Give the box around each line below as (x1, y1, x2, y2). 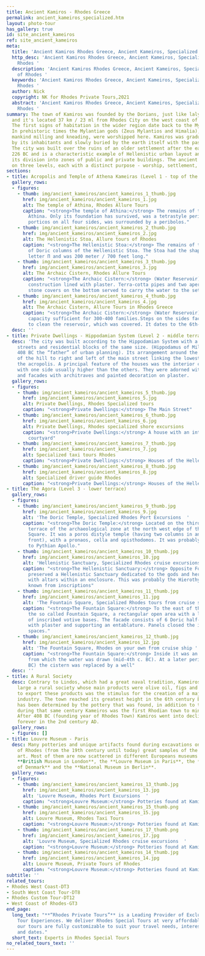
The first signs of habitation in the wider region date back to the (12, 123, 192, 129)
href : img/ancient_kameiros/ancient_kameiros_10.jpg (22, 554, 160, 560)
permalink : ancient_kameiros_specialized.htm (6, 15, 124, 21)
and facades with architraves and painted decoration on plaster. (17, 372, 190, 379)
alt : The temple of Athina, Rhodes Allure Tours (22, 202, 149, 208)
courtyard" (28, 435, 56, 441)
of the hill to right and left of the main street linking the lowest (17, 356, 201, 362)
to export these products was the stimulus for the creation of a (17, 690, 190, 696)
